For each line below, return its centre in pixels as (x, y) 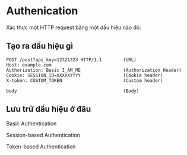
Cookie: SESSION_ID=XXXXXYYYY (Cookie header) (85, 75)
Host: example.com (29, 65)
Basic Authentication (31, 124)
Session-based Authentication (43, 135)
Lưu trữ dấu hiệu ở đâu (48, 109)
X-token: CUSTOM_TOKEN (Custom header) (85, 80)
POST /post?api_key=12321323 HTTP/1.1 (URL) (71, 60)
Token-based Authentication (41, 146)
